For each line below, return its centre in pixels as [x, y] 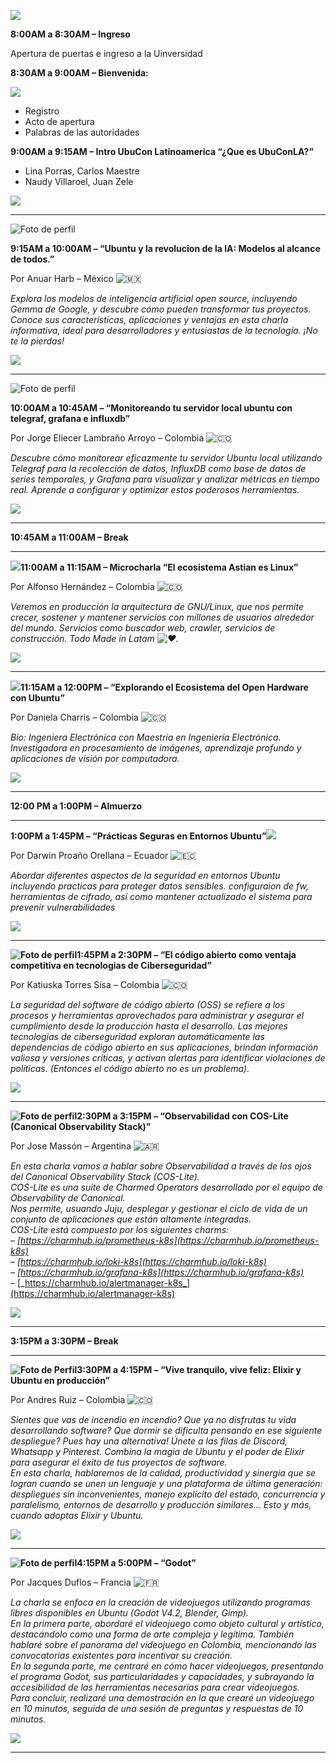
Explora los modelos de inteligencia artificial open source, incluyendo [154, 298]
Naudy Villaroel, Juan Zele [79, 181]
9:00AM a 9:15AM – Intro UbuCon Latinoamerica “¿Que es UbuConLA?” [162, 151]
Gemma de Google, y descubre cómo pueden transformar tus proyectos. [161, 309]
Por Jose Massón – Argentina [71, 1146]
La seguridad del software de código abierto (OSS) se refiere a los [147, 1004]
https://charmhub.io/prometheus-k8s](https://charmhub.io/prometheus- [170, 1240]
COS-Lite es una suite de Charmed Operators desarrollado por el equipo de [166, 1187]
